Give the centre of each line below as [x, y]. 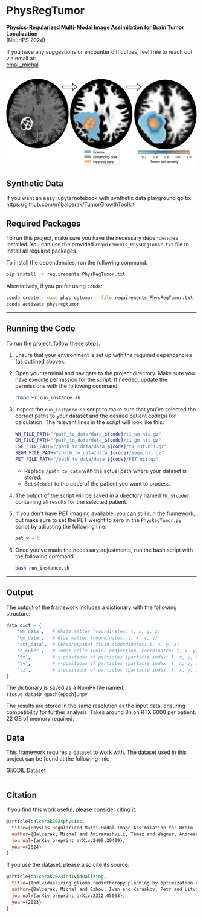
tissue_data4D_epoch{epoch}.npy [47, 695]
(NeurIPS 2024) [26, 40]
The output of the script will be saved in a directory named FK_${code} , [103, 495]
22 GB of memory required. [40, 719]
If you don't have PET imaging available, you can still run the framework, [105, 513]
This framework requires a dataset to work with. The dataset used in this [97, 752]
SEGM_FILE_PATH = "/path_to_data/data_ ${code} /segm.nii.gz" [89, 453]
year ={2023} [27, 902]
